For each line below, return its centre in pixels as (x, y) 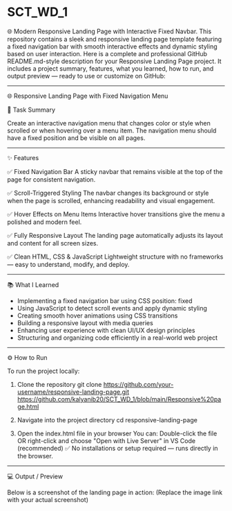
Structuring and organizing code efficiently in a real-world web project (117, 338)
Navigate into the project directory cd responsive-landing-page (107, 419)
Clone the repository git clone (59, 384)
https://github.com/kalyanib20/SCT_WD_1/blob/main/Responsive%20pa (119, 399)
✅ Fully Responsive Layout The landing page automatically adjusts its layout (115, 235)
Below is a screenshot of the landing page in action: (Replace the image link (115, 492)
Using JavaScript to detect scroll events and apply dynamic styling (112, 308)
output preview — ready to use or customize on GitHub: (86, 76)
